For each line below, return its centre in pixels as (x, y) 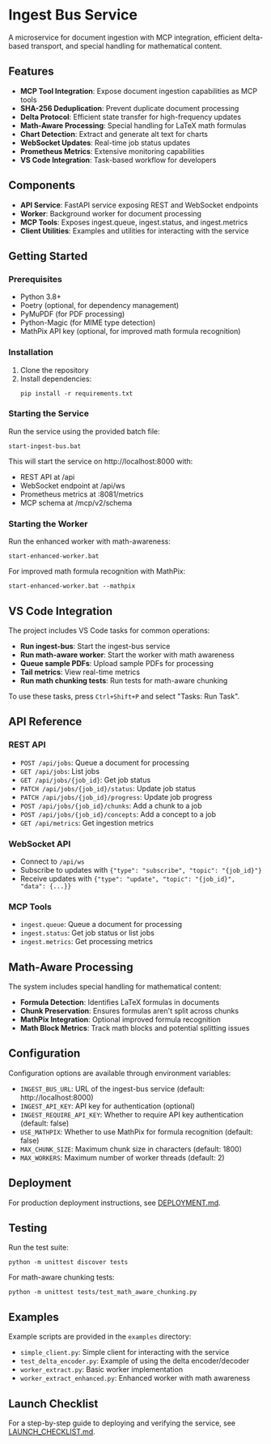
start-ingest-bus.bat (45, 446)
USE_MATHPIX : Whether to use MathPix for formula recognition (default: (136, 1131)
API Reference (45, 722)
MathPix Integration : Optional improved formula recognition (120, 1019)
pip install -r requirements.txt (76, 393)
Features (31, 72)
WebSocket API (40, 844)
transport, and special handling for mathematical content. (127, 45)
